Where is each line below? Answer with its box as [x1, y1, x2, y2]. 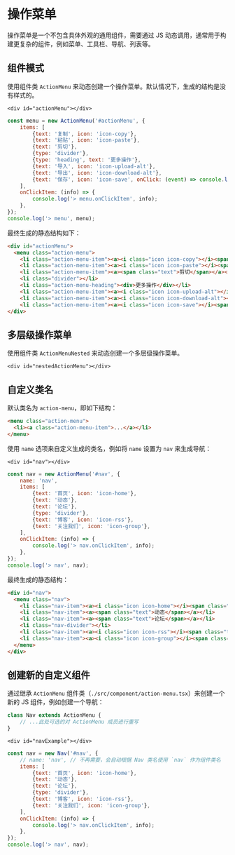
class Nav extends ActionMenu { [7, 712, 101, 719]
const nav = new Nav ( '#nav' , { [7, 750, 99, 757]
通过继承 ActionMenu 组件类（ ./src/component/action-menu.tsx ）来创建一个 [7, 689, 225, 698]
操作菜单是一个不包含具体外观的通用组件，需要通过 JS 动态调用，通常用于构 [7, 31, 227, 39]
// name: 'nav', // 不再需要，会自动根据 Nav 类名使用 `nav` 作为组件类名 [20, 756, 222, 763]
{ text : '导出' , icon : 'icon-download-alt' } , [32, 169, 162, 176]
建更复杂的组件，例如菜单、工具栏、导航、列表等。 [7, 39, 155, 48]
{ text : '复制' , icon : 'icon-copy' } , [32, 130, 137, 137]
